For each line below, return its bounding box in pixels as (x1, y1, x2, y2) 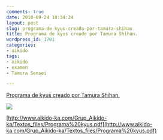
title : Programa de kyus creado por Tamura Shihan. (6, 31, 138, 37)
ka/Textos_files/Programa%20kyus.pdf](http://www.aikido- (6, 121, 153, 128)
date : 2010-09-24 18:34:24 (6, 14, 74, 20)
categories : (6, 42, 36, 48)
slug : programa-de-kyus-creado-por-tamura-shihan (6, 25, 133, 32)
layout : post (6, 20, 39, 26)
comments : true (6, 8, 44, 15)
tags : (6, 53, 20, 59)
